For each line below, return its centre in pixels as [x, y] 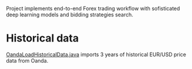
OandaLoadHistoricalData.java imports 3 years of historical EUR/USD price [96, 54]
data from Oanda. [27, 60]
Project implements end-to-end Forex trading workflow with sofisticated [93, 8]
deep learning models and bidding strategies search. [70, 15]
